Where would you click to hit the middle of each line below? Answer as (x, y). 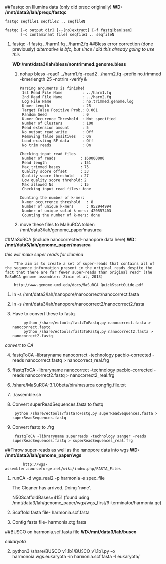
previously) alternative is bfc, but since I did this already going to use (83, 49)
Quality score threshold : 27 (56, 176)
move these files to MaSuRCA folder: (57, 224)
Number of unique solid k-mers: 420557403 (67, 211)
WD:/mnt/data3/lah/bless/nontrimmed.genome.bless (69, 64)
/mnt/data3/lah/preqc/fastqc (36, 12)
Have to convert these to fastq (43, 314)
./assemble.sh (27, 395)
